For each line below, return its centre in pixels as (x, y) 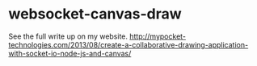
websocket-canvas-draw (95, 14)
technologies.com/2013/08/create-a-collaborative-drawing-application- (128, 44)
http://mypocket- (158, 36)
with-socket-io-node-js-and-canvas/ (70, 53)
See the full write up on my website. (68, 36)
